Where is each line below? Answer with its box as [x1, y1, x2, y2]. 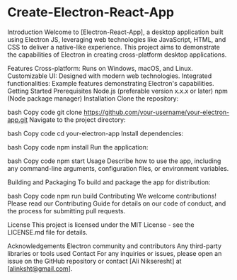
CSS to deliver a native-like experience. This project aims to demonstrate [7, 43, 221, 51]
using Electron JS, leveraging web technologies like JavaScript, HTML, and [7, 35, 226, 43]
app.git [7, 115, 28, 124]
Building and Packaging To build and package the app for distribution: [7, 178, 211, 186]
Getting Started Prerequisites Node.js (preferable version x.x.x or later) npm [7, 86, 229, 95]
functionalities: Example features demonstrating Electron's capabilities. [7, 79, 214, 87]
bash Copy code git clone [7, 108, 83, 116]
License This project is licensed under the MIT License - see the [7, 220, 195, 229]
